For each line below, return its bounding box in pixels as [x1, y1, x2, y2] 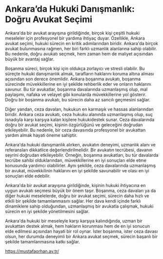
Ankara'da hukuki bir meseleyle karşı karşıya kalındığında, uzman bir [5, 218, 143, 224]
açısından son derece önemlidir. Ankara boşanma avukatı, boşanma [5, 76, 141, 82]
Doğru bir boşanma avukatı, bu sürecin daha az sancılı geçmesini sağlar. [5, 96, 150, 102]
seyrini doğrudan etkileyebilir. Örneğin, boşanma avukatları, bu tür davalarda [5, 152, 159, 158]
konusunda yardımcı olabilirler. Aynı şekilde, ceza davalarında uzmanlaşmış [5, 163, 156, 168]
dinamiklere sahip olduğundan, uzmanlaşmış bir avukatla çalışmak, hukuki [5, 203, 154, 209]
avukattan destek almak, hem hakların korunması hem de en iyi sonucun [5, 223, 150, 229]
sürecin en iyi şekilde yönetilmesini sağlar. [5, 208, 90, 214]
